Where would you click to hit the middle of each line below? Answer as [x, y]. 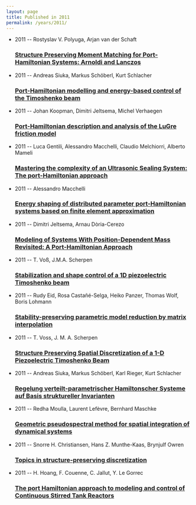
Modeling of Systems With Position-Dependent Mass [92, 239]
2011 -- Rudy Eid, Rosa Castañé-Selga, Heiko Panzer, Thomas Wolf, [97, 295]
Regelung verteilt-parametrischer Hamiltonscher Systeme [100, 388]
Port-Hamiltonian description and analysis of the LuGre [96, 126]
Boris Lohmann [33, 302]
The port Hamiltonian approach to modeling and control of [100, 488]
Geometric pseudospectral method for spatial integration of [102, 424]
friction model [35, 133]
